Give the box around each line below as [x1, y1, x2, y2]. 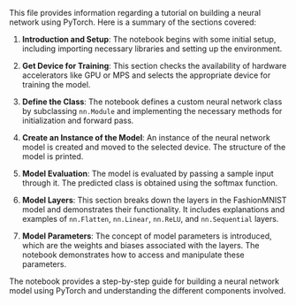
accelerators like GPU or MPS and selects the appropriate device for [21, 70, 271, 80]
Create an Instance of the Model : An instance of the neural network [21, 133, 271, 142]
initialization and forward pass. [21, 115, 134, 126]
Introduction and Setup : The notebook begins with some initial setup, [21, 34, 277, 44]
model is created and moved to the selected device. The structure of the [21, 141, 286, 152]
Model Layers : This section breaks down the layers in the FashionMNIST [21, 194, 287, 205]
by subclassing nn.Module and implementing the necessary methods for [21, 106, 283, 116]
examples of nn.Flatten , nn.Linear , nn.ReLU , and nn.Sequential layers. [21, 214, 279, 224]
